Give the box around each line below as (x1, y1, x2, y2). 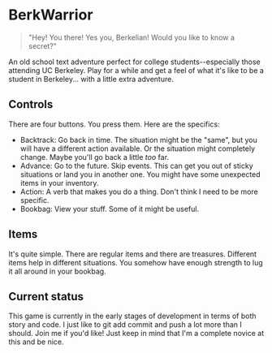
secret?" (28, 41, 57, 50)
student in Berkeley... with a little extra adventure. (8, 74, 175, 84)
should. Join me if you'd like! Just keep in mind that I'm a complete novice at (8, 329, 265, 338)
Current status (8, 290, 84, 303)
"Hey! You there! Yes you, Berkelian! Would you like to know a (28, 32, 235, 42)
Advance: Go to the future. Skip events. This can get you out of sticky (19, 161, 253, 170)
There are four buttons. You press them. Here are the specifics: (8, 119, 221, 129)
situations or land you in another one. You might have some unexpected (19, 169, 261, 179)
